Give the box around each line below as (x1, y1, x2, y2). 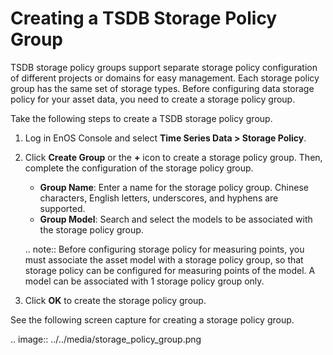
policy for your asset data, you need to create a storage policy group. (10, 93, 296, 105)
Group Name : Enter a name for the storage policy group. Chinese (39, 181, 309, 193)
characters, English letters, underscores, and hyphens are (39, 192, 279, 204)
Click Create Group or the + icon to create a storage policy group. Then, (24, 151, 323, 163)
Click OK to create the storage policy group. (24, 294, 207, 306)
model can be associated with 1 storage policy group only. (24, 275, 265, 287)
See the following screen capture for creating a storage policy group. (10, 313, 295, 326)
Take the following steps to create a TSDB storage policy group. (10, 112, 273, 124)
